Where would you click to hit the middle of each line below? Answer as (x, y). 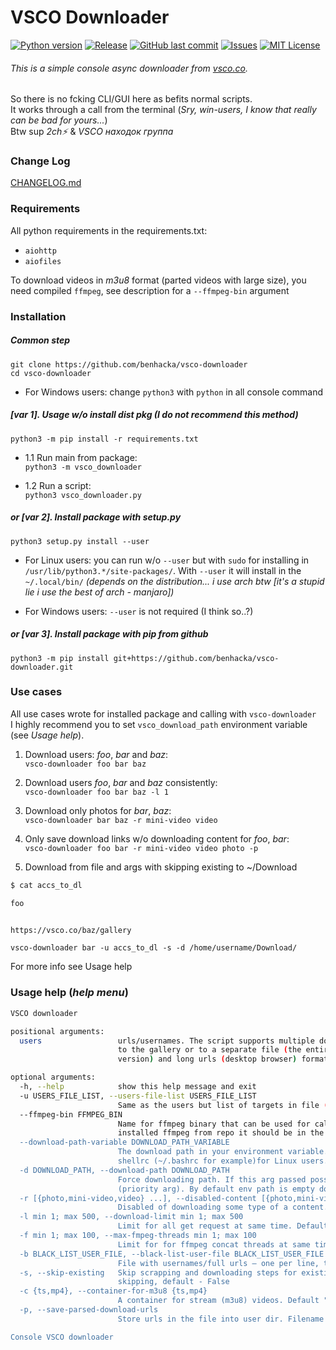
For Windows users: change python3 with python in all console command (173, 392)
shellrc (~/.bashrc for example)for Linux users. (223, 1161)
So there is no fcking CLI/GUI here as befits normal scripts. (131, 99)
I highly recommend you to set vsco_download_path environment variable (159, 724)
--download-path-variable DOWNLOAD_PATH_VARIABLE (124, 1142)
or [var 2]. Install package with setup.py (96, 517)
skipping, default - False (173, 1282)
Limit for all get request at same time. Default (223, 1226)
